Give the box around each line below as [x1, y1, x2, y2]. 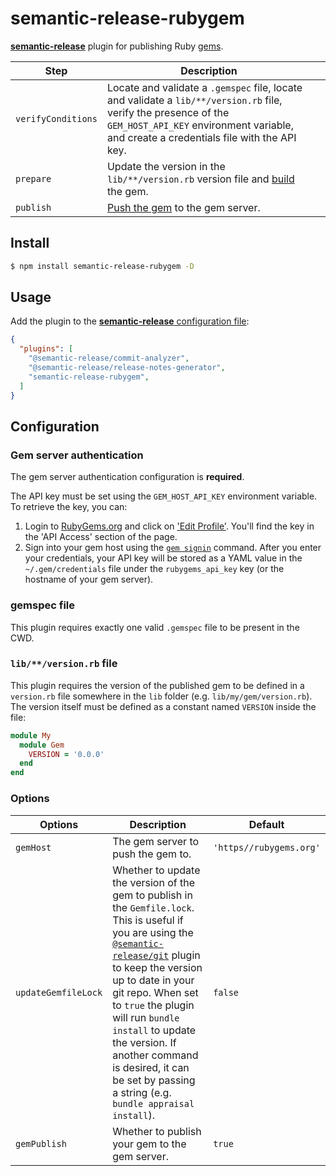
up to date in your [112, 973, 195, 987]
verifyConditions [15, 113, 98, 124]
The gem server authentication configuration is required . [10, 471, 245, 483]
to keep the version [112, 960, 203, 974]
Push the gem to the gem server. [106, 200, 261, 214]
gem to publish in [112, 888, 193, 902]
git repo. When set [112, 985, 199, 999]
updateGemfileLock [15, 987, 103, 998]
